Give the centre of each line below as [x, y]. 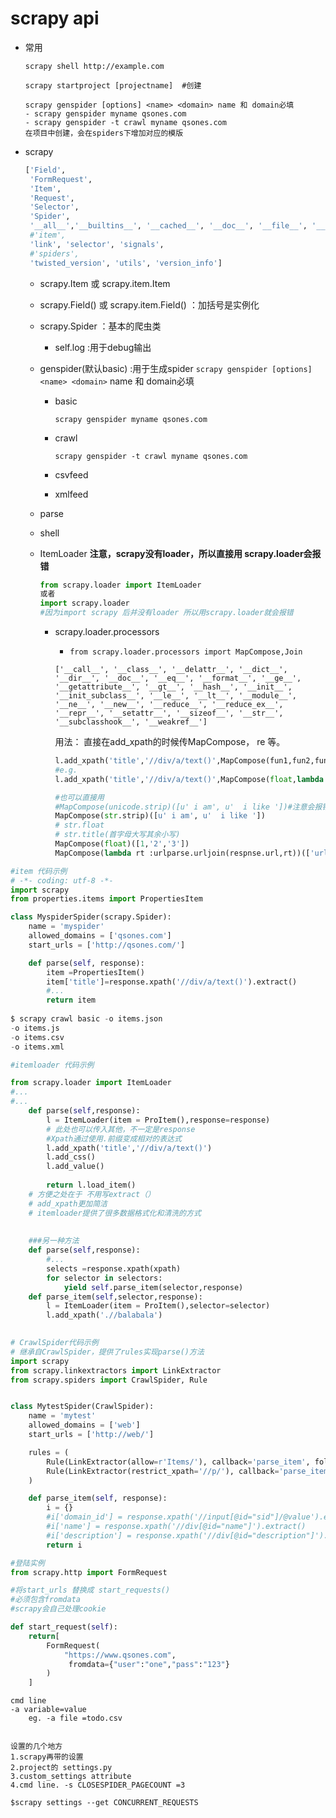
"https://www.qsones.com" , [120, 1655]
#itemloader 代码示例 [52, 1065]
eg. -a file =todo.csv [75, 1718]
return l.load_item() [91, 1185]
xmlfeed [71, 494]
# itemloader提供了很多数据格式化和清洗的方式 [115, 1213]
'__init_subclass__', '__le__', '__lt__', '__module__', [175, 696]
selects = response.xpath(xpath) [114, 1268]
